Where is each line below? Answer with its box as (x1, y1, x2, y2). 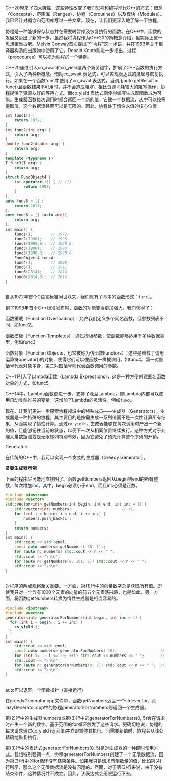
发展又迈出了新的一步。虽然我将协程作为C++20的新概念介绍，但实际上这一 (5, 35, 163, 40)
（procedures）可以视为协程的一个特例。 (5, 54, 92, 60)
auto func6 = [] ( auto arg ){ (5, 213, 67, 218)
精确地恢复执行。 (5, 734, 41, 740)
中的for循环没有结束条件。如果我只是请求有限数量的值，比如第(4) (24, 758, 162, 764)
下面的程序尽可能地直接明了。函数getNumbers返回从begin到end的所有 (5, 475, 154, 482)
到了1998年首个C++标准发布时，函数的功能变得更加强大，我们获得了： (5, 305, 154, 311)
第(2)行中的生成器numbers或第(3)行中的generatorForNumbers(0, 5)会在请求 (5, 715, 165, 721)
